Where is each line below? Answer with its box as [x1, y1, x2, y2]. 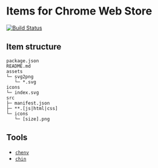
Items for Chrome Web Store [6, 4, 153, 18]
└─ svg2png [6, 74, 34, 80]
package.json [6, 57, 39, 64]
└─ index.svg [6, 89, 39, 95]
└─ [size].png [14, 116, 50, 122]
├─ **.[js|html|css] [6, 105, 59, 111]
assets [6, 68, 23, 74]
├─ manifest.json [6, 100, 50, 106]
